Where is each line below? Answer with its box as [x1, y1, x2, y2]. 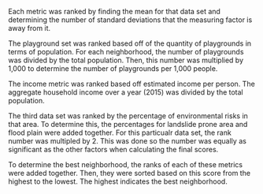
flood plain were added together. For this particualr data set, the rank [8, 128, 232, 137]
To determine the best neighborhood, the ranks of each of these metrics [8, 160, 243, 169]
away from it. [8, 24, 51, 32]
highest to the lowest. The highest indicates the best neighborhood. [8, 177, 228, 186]
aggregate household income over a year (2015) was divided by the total [8, 88, 243, 97]
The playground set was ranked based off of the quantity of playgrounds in [8, 39, 252, 48]
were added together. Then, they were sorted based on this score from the [8, 169, 250, 177]
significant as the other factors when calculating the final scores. [8, 145, 219, 154]
